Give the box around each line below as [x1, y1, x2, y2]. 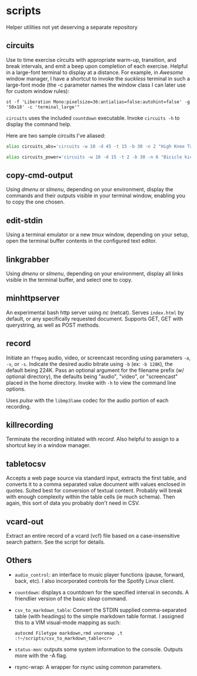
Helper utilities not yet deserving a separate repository [6, 24, 138, 31]
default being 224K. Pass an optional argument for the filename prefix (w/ [6, 367, 184, 374]
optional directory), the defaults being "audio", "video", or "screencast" [6, 372, 178, 380]
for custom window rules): [6, 87, 69, 95]
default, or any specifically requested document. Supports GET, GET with [6, 315, 184, 322]
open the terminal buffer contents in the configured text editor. [6, 237, 157, 245]
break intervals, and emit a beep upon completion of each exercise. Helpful [6, 62, 188, 69]
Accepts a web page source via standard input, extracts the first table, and [6, 475, 186, 482]
